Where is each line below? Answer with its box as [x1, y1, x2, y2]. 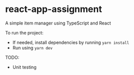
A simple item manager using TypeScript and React [5, 20, 111, 26]
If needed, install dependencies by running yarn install [12, 39, 129, 45]
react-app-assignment [5, 3, 102, 15]
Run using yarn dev [12, 44, 53, 50]
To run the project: [5, 29, 44, 35]
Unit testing [12, 64, 37, 70]
